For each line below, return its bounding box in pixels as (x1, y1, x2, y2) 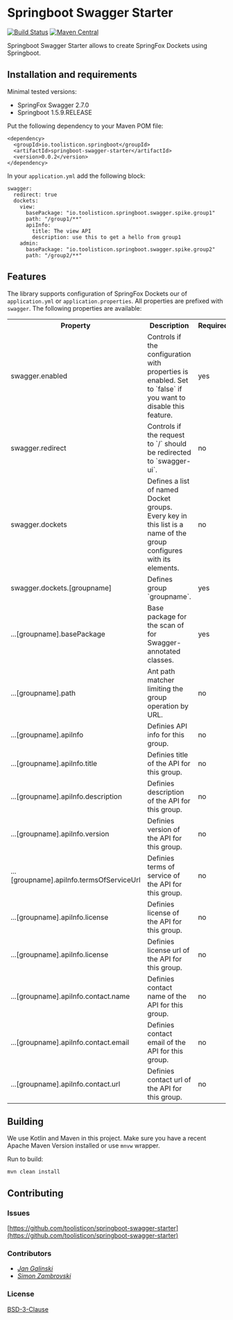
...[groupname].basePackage (10, 629, 105, 639)
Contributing (7, 1187, 64, 1199)
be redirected (147, 447, 191, 457)
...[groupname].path (10, 688, 76, 698)
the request (147, 430, 185, 439)
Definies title (147, 749, 189, 759)
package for (147, 612, 187, 621)
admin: (19, 240, 39, 247)
